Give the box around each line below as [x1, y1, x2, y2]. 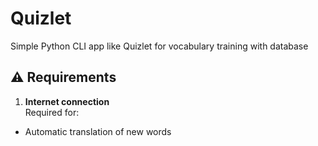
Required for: [24, 106, 80, 118]
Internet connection [24, 95, 110, 107]
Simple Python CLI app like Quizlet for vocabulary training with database [10, 40, 309, 52]
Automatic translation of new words [24, 125, 172, 137]
